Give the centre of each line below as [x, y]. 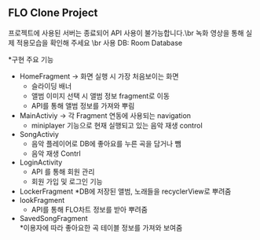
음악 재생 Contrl [56, 153]
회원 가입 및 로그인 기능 [67, 181]
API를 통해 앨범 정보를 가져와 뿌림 [83, 105]
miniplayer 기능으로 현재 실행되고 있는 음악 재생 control [117, 125]
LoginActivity [41, 162]
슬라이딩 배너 [51, 86]
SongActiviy [39, 134]
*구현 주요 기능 [31, 59]
